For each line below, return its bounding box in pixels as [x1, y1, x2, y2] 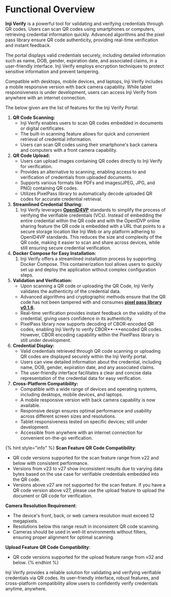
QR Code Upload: [12, 152, 50, 158]
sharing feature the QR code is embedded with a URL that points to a [20, 223, 165, 229]
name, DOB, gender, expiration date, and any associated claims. [20, 364, 155, 370]
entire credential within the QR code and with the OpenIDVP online [20, 217, 160, 223]
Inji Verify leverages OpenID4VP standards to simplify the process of [20, 206, 166, 213]
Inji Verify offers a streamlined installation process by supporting [20, 256, 157, 262]
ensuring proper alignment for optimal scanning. [12, 534, 115, 540]
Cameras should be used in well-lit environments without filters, [12, 529, 147, 535]
